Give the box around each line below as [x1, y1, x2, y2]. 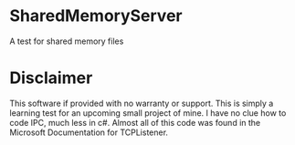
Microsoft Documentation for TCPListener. [9, 127, 169, 138]
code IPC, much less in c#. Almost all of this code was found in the [9, 117, 261, 128]
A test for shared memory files [9, 36, 124, 47]
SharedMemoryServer [9, 5, 183, 26]
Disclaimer [9, 67, 93, 88]
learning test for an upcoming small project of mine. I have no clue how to [9, 107, 287, 119]
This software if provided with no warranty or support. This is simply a [9, 98, 274, 109]
